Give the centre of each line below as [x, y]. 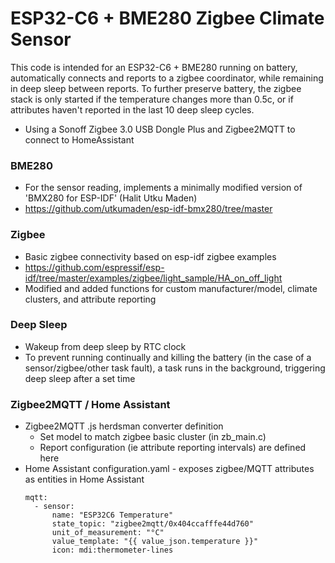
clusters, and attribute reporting [90, 299]
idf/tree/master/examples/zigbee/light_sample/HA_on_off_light [153, 278]
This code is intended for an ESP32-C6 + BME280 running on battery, [154, 67]
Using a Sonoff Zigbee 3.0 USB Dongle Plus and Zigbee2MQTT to [160, 129]
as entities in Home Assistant [84, 479]
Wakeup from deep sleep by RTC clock [105, 346]
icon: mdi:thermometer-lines [112, 550]
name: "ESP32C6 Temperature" [112, 515]
